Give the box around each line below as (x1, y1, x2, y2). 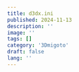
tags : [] (7, 36, 32, 43)
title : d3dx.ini (7, 10, 54, 17)
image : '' (7, 29, 36, 36)
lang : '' (7, 55, 32, 62)
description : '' (7, 23, 54, 29)
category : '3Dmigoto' (7, 42, 69, 49)
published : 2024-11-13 (7, 16, 72, 23)
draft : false (7, 49, 45, 56)
